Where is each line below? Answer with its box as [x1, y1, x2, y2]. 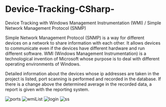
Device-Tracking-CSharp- [5, 3, 115, 15]
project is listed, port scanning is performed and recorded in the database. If [5, 76, 161, 82]
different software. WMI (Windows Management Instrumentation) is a [5, 51, 147, 56]
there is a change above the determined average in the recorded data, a [5, 81, 152, 87]
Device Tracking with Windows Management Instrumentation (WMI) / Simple [5, 20, 162, 26]
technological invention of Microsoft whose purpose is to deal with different [5, 55, 160, 61]
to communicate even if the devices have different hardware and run [5, 45, 145, 51]
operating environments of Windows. [5, 61, 81, 67]
